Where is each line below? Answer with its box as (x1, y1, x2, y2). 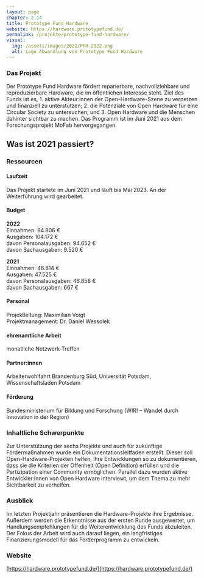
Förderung (6, 393, 33, 400)
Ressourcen (6, 157, 43, 166)
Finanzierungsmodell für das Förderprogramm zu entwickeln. (6, 536, 160, 543)
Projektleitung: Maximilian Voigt (6, 311, 85, 318)
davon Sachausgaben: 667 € (6, 284, 79, 291)
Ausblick (6, 496, 33, 505)
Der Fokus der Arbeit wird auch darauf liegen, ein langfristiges (6, 530, 163, 537)
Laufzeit (6, 172, 28, 180)
